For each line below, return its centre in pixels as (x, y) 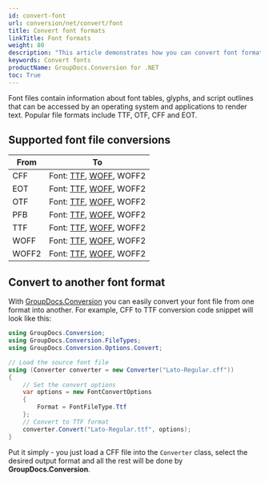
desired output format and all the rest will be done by (96, 460)
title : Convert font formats (57, 30)
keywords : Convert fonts (50, 61)
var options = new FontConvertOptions (87, 392)
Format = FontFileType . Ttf (82, 407)
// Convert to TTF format (66, 422)
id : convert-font (37, 16)
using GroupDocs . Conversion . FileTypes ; (75, 341)
